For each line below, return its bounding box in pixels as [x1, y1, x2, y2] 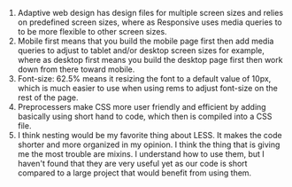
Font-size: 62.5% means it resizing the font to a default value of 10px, [17, 74, 272, 83]
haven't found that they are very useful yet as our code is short [17, 159, 248, 168]
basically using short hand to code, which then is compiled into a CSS [17, 111, 273, 121]
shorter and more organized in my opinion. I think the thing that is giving [17, 139, 280, 150]
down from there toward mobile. [17, 64, 135, 74]
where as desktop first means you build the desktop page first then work [17, 55, 283, 65]
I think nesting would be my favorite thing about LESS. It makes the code [17, 130, 282, 140]
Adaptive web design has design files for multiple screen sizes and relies [17, 8, 284, 18]
